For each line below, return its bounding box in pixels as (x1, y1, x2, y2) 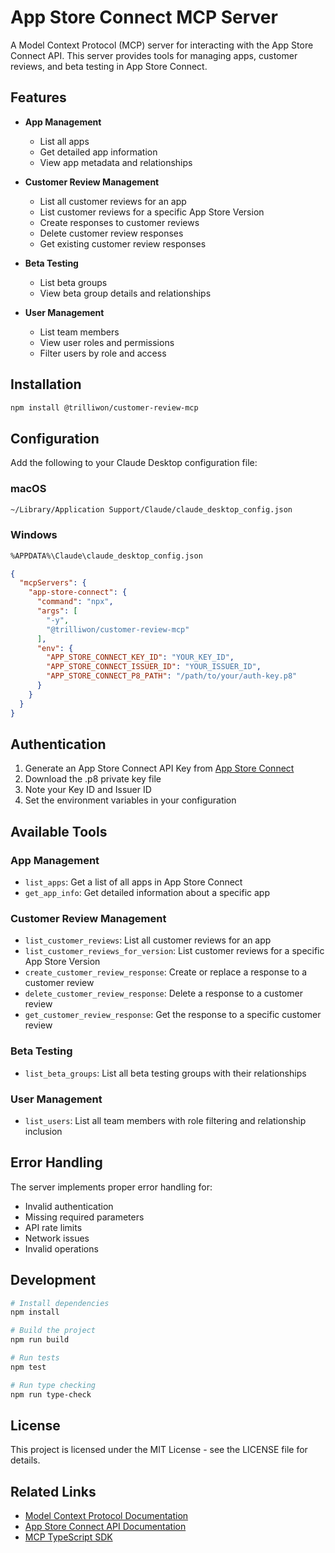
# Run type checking (10, 1380, 97, 1390)
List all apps (39, 135, 90, 147)
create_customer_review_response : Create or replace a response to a (24, 966, 308, 978)
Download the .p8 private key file (24, 773, 162, 785)
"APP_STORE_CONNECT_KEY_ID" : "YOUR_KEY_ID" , (46, 652, 235, 663)
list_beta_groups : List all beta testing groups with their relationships (24, 1067, 307, 1079)
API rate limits (24, 1221, 83, 1233)
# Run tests (10, 1353, 60, 1363)
